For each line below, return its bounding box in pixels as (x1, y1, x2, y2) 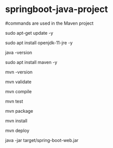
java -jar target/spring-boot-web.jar (5, 137, 79, 143)
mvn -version (5, 69, 33, 75)
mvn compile (5, 88, 32, 94)
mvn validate (5, 79, 31, 85)
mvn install (5, 117, 27, 124)
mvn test (5, 98, 23, 104)
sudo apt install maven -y (5, 59, 57, 65)
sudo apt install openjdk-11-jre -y (5, 39, 73, 46)
